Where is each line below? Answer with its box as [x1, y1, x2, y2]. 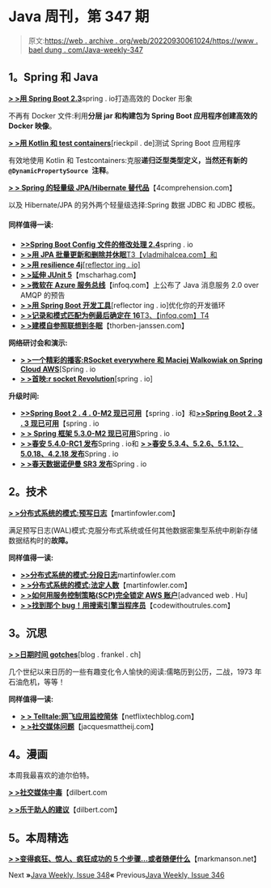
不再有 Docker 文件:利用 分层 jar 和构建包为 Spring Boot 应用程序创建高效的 [8, 110, 258, 120]
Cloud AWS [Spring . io [19, 364, 96, 374]
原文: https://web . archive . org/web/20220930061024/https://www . [28, 36, 259, 45]
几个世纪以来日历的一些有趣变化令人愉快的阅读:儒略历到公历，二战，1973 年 [8, 667, 262, 676]
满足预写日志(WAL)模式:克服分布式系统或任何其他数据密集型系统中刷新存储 [8, 525, 258, 535]
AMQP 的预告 [19, 290, 66, 300]
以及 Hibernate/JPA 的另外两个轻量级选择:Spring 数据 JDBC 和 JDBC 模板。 [8, 199, 260, 209]
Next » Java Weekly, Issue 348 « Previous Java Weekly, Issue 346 [8, 870, 225, 880]
